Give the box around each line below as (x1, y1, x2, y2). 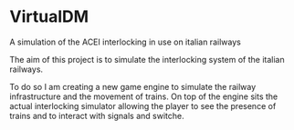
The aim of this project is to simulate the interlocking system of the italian (9, 54, 285, 65)
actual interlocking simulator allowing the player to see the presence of (9, 100, 277, 111)
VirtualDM (9, 6, 89, 27)
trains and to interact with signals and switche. (9, 110, 184, 121)
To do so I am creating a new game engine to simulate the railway (9, 81, 257, 92)
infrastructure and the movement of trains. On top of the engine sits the (9, 91, 278, 102)
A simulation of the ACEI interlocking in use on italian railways (9, 36, 242, 47)
